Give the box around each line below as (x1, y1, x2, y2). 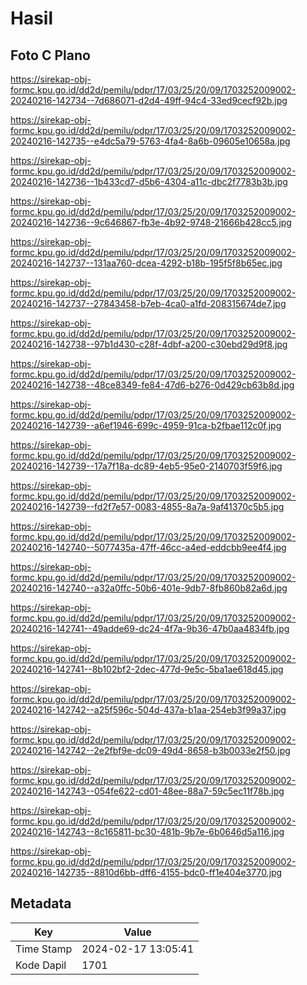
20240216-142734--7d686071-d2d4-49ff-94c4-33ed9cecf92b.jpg (10, 95, 288, 106)
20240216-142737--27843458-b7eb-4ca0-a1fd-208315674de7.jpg (10, 298, 287, 309)
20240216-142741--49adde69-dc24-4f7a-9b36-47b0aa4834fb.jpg (10, 623, 290, 634)
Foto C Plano (10, 47, 91, 64)
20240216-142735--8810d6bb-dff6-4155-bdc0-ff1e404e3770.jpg (10, 867, 283, 878)
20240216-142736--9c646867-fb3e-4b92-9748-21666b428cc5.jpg (10, 217, 292, 228)
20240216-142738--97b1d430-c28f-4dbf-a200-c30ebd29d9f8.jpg (10, 338, 288, 350)
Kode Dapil (15, 958, 67, 972)
